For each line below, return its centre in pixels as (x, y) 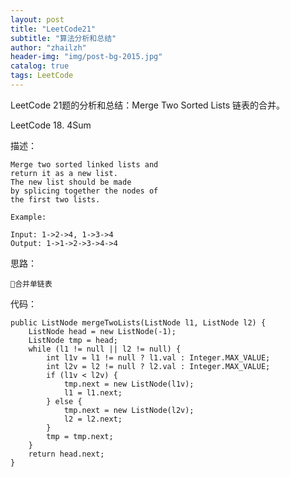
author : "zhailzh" (48, 47)
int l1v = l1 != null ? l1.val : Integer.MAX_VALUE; (158, 357)
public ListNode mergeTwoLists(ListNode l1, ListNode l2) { (138, 322)
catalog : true (40, 66)
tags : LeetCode (42, 76)
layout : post (37, 19)
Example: (28, 217)
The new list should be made (71, 182)
